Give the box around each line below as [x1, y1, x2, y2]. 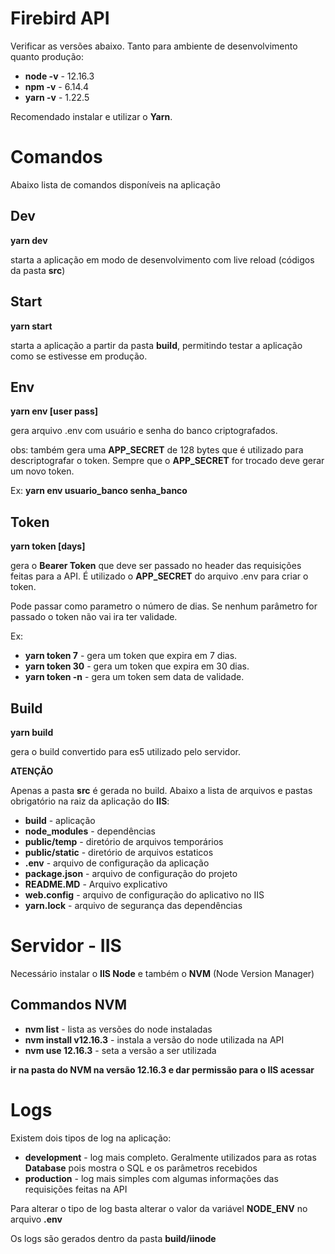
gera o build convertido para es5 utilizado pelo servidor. [10, 745, 241, 757]
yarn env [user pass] [10, 405, 99, 417]
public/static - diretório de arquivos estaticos [24, 846, 214, 858]
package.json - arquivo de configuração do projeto [24, 867, 238, 879]
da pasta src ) [10, 264, 66, 276]
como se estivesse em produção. [10, 350, 148, 362]
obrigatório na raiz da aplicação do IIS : [10, 795, 170, 807]
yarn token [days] [10, 540, 86, 552]
